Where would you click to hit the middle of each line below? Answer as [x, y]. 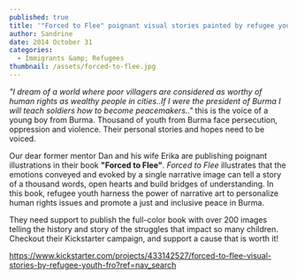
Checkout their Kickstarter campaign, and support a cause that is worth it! [144, 238]
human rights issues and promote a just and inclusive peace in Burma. [137, 202]
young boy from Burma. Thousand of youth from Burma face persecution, [144, 119]
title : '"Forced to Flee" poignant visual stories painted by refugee [142, 26]
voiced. [23, 139]
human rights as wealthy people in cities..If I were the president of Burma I [145, 101]
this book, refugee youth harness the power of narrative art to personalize [144, 193]
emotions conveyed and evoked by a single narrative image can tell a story [145, 174]
